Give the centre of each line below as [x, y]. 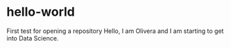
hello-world [41, 12]
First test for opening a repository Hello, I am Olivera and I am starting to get [115, 31]
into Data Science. [33, 38]
